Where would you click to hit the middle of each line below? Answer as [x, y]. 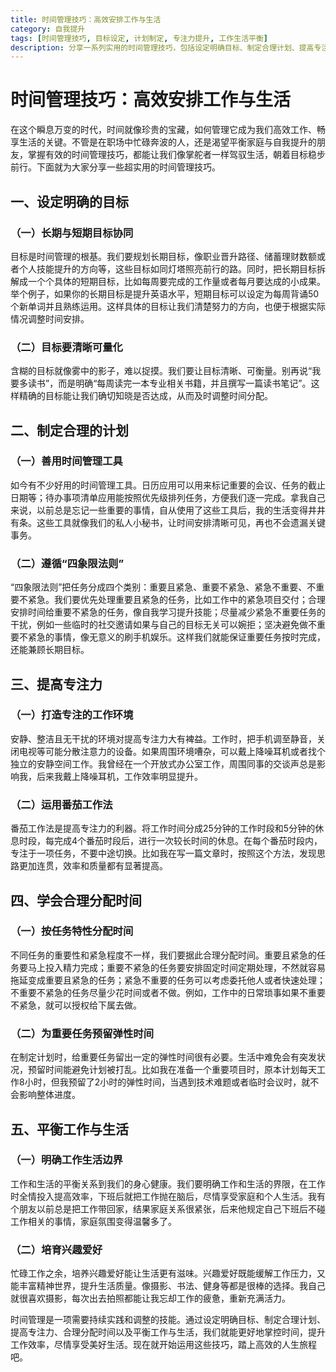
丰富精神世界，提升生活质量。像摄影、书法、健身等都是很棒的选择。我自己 [172, 1286]
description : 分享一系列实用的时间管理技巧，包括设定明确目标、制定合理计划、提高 [162, 47]
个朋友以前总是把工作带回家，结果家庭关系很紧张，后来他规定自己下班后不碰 [168, 1208]
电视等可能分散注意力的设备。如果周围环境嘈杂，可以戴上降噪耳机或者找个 [172, 751]
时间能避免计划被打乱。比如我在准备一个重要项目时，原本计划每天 [180, 1070]
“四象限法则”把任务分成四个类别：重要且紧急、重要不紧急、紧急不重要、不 [163, 587]
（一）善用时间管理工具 [66, 461]
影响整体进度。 [49, 1095]
